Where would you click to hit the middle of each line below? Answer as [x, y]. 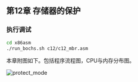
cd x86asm [19, 43]
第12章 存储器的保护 [43, 11]
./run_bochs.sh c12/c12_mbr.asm [47, 48]
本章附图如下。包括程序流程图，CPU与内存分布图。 [71, 61]
